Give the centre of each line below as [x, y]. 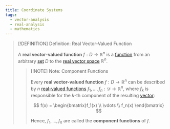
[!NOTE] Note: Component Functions [69, 71]
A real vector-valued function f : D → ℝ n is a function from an [84, 54]
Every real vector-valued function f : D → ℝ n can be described [98, 81]
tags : [11, 15]
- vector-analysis [30, 19]
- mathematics [25, 29]
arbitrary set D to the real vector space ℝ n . [63, 60]
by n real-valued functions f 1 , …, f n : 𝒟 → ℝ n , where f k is [90, 89]
